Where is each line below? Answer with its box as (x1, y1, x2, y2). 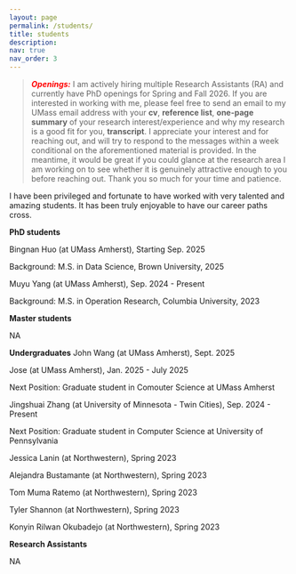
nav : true (9, 46, 46, 55)
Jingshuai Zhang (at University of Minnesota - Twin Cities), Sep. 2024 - (9, 400, 271, 409)
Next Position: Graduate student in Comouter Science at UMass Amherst (9, 382, 276, 392)
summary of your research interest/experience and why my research (30, 117, 285, 127)
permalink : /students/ (9, 21, 93, 30)
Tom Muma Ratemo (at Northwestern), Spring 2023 (9, 487, 198, 497)
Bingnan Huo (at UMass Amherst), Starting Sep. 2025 (9, 244, 206, 255)
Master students (9, 313, 72, 323)
